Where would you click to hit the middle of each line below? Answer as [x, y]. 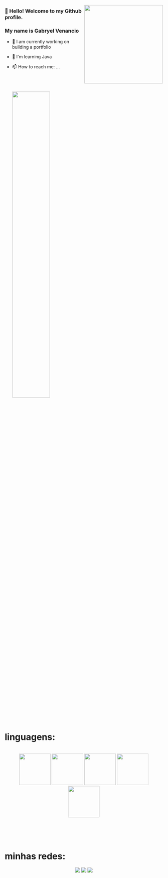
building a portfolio [31, 47]
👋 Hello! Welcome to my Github [43, 11]
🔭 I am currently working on [41, 42]
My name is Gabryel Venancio [42, 31]
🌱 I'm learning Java [32, 57]
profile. [14, 17]
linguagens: [30, 737]
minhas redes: [35, 856]
